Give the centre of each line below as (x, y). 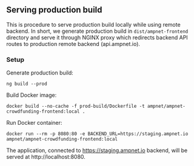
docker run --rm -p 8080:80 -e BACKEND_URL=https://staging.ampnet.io (97, 134)
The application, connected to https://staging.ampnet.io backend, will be (97, 150)
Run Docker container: (34, 123)
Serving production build (54, 10)
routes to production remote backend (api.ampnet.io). (73, 44)
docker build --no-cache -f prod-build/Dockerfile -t (76, 106)
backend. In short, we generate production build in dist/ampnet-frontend (97, 31)
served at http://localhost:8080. (46, 157)
